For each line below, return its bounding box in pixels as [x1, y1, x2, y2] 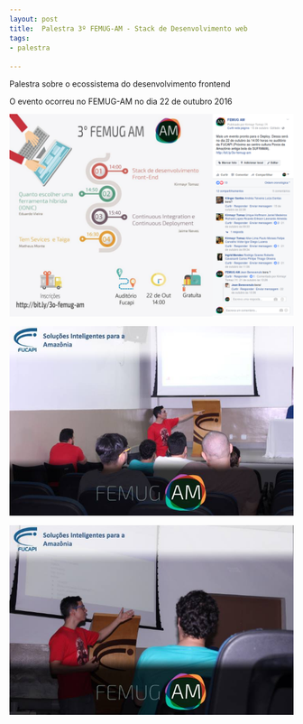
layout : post [9, 14, 59, 23]
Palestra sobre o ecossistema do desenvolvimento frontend [9, 79, 231, 89]
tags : [9, 33, 30, 42]
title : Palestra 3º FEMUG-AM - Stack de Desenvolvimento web [9, 23, 248, 33]
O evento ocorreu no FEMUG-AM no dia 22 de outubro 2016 [9, 96, 233, 107]
